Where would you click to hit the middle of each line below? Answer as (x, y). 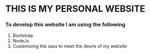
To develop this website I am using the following (65, 25)
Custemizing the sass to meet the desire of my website (70, 46)
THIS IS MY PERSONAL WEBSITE (75, 9)
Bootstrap (23, 35)
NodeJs (21, 41)
